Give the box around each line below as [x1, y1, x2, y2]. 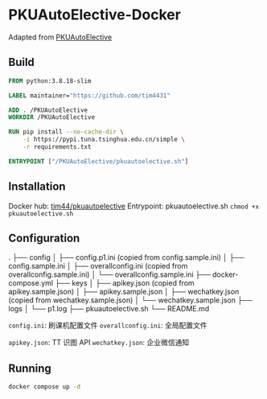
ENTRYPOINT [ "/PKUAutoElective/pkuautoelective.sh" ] [8, 157, 189, 166]
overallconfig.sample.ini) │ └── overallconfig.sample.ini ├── [8, 269, 211, 279]
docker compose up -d [8, 383, 81, 391]
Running [8, 361, 52, 375]
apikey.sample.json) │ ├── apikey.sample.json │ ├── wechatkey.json [8, 287, 240, 297]
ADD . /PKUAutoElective [8, 106, 88, 114]
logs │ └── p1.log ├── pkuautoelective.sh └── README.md [8, 304, 210, 314]
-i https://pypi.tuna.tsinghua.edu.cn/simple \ [23, 135, 185, 144]
